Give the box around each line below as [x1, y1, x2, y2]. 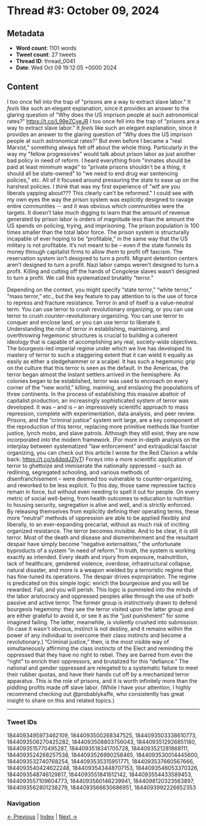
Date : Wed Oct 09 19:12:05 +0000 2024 [15, 64, 117, 71]
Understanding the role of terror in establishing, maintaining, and [7, 325, 170, 332]
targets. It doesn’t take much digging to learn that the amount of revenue [7, 209, 190, 216]
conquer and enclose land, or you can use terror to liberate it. [7, 318, 161, 326]
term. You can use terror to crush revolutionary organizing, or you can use [7, 305, 194, 313]
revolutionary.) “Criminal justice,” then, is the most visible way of [7, 638, 169, 645]
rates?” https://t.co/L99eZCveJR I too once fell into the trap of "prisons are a [7, 117, 200, 125]
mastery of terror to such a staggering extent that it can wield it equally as [7, 351, 194, 358]
